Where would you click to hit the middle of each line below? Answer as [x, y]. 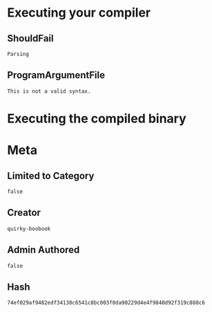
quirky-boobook [29, 229]
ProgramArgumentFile [56, 75]
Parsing [18, 54]
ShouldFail [30, 38]
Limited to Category [51, 175]
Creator [24, 213]
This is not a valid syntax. [49, 91]
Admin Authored [44, 250]
